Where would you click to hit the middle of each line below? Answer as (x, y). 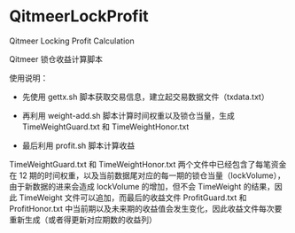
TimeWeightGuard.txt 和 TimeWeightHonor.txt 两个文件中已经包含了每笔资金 (148, 164)
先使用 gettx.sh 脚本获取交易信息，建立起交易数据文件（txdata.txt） (145, 97)
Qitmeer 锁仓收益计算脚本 (56, 58)
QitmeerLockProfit (79, 16)
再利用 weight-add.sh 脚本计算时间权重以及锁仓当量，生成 (128, 115)
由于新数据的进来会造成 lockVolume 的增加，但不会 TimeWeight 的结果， (142, 186)
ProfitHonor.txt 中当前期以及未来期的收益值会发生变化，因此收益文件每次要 (146, 208)
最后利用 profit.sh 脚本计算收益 (78, 145)
